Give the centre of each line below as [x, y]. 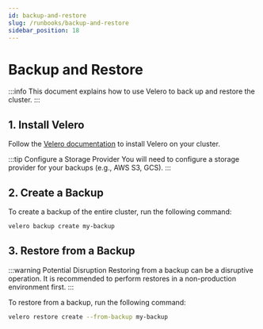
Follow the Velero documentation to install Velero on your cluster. [114, 144]
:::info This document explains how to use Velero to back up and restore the [132, 91]
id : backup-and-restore [48, 15]
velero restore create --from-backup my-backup [88, 317]
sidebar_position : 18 [44, 30]
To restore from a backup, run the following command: [97, 302]
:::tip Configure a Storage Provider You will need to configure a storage [124, 159]
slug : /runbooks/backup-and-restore [69, 23]
